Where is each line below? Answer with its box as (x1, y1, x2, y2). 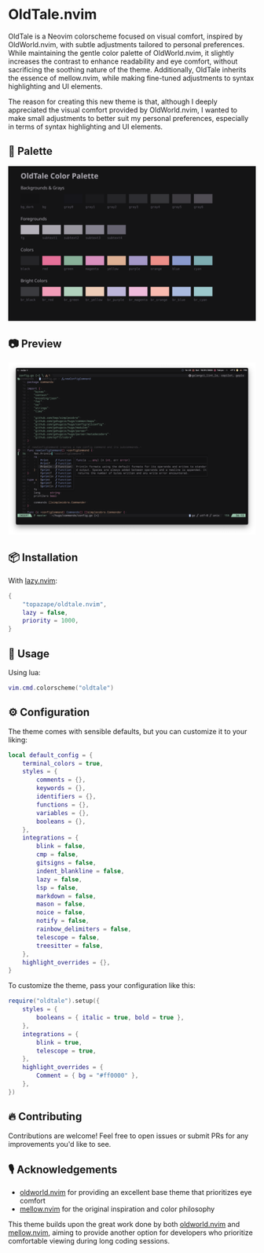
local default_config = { (8, 751, 93, 759)
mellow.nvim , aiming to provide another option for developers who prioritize (8, 1228, 253, 1237)
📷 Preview (8, 337, 62, 351)
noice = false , (36, 909, 86, 917)
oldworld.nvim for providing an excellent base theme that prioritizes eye (19, 1188, 252, 1197)
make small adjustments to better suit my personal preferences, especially (8, 113, 249, 123)
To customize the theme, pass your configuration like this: (8, 981, 196, 990)
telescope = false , (36, 933, 101, 941)
